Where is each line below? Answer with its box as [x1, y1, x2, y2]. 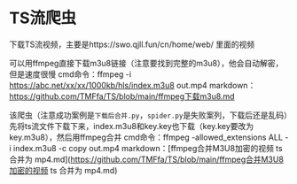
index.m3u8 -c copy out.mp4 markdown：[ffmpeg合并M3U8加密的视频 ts [12, 142, 283, 153]
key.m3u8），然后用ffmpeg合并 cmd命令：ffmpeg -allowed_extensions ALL [9, 132, 284, 142]
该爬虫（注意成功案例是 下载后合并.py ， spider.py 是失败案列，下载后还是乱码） [9, 110, 288, 120]
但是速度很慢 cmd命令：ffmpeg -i [9, 68, 131, 80]
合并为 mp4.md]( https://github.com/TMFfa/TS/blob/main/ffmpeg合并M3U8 [9, 154, 284, 165]
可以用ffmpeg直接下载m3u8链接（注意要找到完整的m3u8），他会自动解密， [9, 57, 284, 68]
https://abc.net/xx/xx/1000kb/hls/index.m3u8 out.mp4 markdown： [9, 80, 256, 90]
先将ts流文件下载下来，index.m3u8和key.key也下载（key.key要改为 [9, 120, 254, 131]
